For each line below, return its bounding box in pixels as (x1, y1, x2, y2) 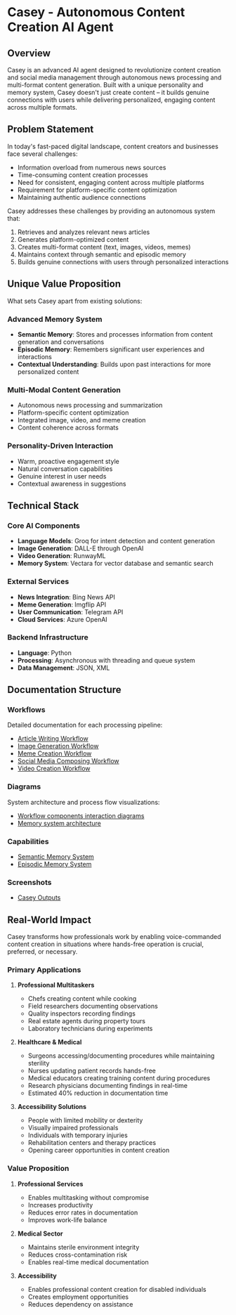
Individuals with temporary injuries (27, 1131, 128, 1139)
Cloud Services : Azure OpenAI (17, 615, 107, 623)
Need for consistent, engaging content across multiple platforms (17, 178, 205, 186)
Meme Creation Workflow (17, 749, 92, 758)
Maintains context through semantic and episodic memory (17, 250, 186, 259)
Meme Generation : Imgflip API (17, 600, 107, 609)
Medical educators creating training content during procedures (27, 1074, 211, 1082)
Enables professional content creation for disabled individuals (27, 1285, 206, 1293)
